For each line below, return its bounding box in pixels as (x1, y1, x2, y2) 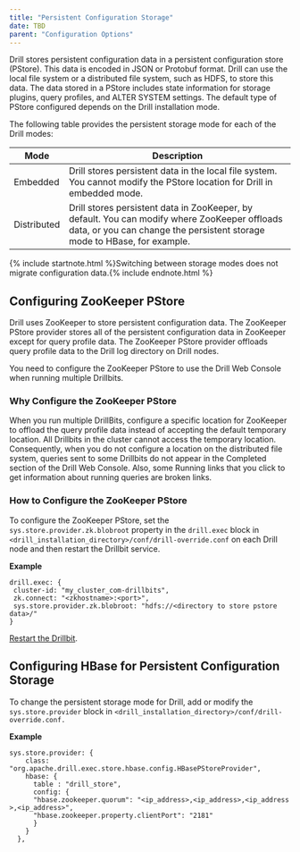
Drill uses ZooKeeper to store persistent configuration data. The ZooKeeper (9, 317, 287, 328)
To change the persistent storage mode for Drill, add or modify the (9, 696, 254, 707)
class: (25, 756, 50, 765)
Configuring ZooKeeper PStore (9, 293, 186, 308)
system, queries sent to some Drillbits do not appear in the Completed (9, 453, 267, 464)
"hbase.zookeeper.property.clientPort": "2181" (32, 811, 214, 820)
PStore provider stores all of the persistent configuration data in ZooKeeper (9, 327, 287, 338)
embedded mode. (68, 187, 144, 199)
